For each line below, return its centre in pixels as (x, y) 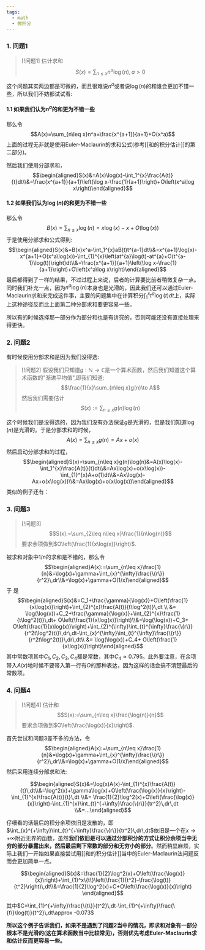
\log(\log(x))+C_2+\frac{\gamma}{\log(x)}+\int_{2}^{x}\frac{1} (103, 613)
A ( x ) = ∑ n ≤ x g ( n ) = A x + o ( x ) (103, 440)
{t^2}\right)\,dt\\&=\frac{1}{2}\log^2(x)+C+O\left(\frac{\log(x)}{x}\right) (103, 887)
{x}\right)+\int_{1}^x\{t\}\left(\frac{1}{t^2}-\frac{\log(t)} (103, 880)
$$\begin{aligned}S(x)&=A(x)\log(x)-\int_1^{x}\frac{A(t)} (103, 175)
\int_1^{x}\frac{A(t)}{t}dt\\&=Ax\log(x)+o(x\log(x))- (103, 468)
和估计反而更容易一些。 (36, 941)
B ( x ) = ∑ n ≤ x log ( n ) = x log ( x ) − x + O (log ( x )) (103, 228)
